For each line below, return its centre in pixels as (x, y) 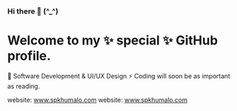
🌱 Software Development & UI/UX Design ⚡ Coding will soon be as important (119, 76)
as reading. (24, 86)
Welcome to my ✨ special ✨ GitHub (112, 41)
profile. (29, 56)
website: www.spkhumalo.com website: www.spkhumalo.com (97, 100)
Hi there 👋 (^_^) (33, 11)
